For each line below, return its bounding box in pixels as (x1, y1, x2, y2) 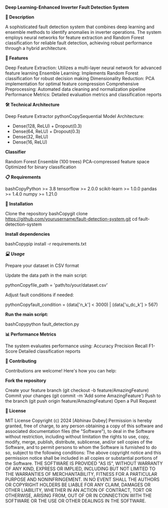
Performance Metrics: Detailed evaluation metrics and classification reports (5, 92, 162, 97)
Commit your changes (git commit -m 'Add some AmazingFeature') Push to (5, 393, 161, 399)
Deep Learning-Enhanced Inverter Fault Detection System (5, 5, 129, 10)
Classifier (5, 149, 26, 155)
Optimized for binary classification (5, 164, 76, 170)
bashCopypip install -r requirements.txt (5, 241, 87, 246)
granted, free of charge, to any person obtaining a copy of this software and (5, 423, 163, 429)
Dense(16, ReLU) (12, 139, 48, 145)
